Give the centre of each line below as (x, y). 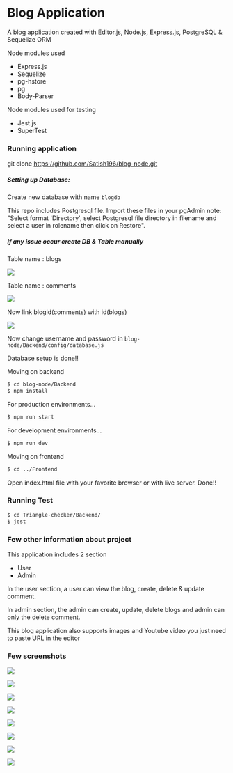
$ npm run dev (28, 443)
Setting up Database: (39, 180)
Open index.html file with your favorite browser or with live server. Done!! (112, 483)
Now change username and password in (65, 338)
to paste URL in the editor (44, 638)
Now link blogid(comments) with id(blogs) (67, 312)
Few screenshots (37, 656)
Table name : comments (42, 286)
